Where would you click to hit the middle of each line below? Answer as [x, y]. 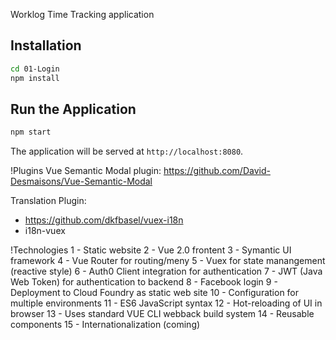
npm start [31, 132]
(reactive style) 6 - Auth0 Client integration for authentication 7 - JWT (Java [166, 271]
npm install [35, 78]
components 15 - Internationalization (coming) [105, 325]
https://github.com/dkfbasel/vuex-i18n [104, 220]
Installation [46, 45]
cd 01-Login [35, 69]
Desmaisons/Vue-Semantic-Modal [81, 181]
